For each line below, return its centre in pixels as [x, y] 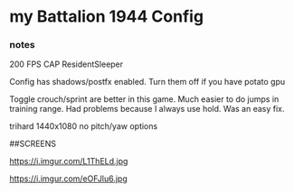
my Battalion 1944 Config [107, 17]
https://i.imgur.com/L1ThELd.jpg [69, 161]
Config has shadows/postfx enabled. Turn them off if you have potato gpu [147, 82]
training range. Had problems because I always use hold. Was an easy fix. [147, 109]
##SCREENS [33, 144]
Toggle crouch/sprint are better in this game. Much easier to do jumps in [144, 99]
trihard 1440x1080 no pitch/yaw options [84, 126]
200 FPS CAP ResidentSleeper [66, 64]
